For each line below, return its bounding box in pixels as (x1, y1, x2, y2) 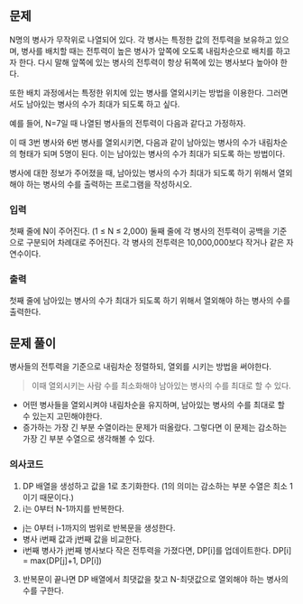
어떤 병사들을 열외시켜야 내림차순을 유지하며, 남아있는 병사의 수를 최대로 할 (22, 400, 286, 411)
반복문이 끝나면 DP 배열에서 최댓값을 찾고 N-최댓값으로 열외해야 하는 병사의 (22, 573, 289, 584)
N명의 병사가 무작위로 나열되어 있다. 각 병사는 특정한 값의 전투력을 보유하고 (9, 34, 273, 45)
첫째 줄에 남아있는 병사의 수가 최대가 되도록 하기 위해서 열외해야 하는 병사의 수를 (9, 295, 291, 306)
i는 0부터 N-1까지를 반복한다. (22, 503, 124, 514)
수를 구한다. (22, 585, 65, 596)
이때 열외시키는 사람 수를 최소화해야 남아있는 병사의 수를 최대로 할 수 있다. (31, 380, 291, 391)
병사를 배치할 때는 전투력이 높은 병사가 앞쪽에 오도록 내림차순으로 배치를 (21, 45, 274, 56)
